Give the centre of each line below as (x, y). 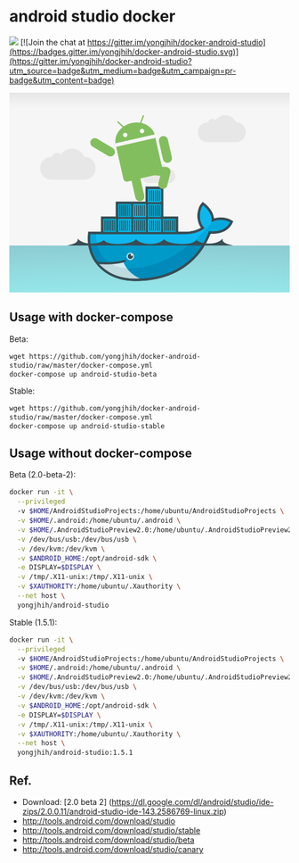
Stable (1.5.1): (33, 622)
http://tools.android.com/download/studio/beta (108, 840)
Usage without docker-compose (101, 453)
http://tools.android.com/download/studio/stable (111, 830)
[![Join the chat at (53, 42)
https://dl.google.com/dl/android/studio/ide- (193, 801)
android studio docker (93, 17)
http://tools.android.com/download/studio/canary (113, 849)
